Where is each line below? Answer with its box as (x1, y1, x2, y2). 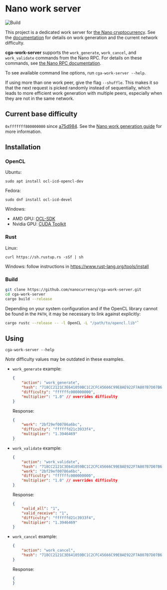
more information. (5, 128, 42, 134)
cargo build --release (5, 296, 52, 301)
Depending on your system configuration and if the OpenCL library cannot (5, 305, 158, 311)
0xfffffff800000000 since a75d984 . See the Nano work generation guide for (5, 123, 162, 129)
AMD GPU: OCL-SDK (12, 216, 56, 222)
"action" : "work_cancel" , (21, 548, 76, 553)
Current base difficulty (5, 110, 78, 118)
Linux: (5, 245, 18, 251)
